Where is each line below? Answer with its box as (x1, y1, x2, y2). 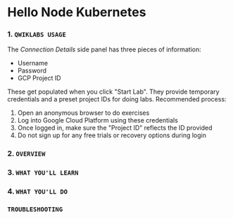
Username (17, 59, 48, 68)
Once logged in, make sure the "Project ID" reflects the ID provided (17, 124, 213, 132)
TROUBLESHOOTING (7, 206, 63, 213)
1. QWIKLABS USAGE (7, 30, 67, 39)
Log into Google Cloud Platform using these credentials (17, 116, 178, 125)
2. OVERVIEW (7, 149, 46, 158)
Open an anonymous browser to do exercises (17, 108, 150, 117)
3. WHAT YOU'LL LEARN (7, 168, 79, 177)
